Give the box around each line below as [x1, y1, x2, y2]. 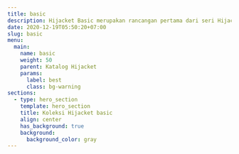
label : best [26, 76, 62, 84]
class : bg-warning [26, 83, 81, 90]
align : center [20, 116, 62, 123]
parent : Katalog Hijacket [20, 63, 97, 70]
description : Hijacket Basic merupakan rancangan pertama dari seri [7, 17, 215, 24]
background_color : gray [26, 136, 97, 143]
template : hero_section [20, 103, 91, 110]
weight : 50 [20, 57, 53, 64]
